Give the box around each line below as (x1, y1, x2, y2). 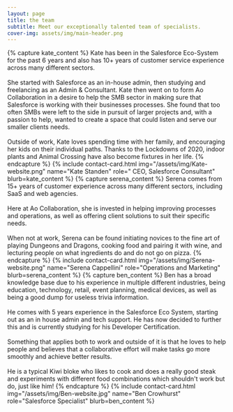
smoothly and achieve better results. (7, 353, 112, 361)
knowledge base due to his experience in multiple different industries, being (7, 278, 225, 287)
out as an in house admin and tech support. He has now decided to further (7, 315, 222, 324)
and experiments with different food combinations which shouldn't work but (7, 374, 225, 383)
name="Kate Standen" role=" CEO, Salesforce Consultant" (47, 167, 216, 176)
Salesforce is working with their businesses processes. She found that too (7, 100, 220, 109)
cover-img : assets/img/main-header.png (7, 29, 123, 37)
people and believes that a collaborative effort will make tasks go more (7, 345, 211, 353)
